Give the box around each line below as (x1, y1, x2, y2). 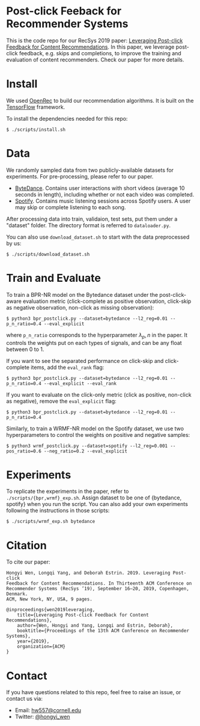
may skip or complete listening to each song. (14, 203, 126, 211)
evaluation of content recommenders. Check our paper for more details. (6, 56, 184, 63)
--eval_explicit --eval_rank (44, 380, 117, 386)
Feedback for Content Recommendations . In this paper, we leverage (6, 43, 175, 50)
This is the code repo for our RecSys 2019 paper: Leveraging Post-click (6, 37, 183, 44)
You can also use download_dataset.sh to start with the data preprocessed (6, 233, 190, 240)
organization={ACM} (17, 644, 66, 650)
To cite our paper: (6, 558, 50, 566)
